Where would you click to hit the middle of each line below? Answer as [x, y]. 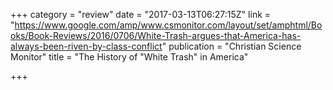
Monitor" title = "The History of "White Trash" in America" [129, 57]
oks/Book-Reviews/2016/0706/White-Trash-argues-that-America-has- [156, 35]
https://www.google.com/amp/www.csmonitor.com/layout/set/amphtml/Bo [168, 25]
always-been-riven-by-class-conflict [86, 46]
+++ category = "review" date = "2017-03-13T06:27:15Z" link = [141, 14]
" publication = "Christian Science [231, 46]
